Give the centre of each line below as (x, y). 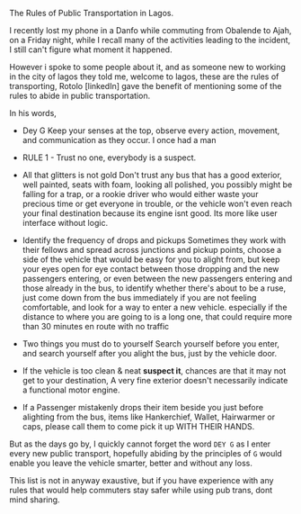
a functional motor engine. (71, 390)
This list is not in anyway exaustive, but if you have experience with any (142, 480)
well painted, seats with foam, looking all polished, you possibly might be (157, 185)
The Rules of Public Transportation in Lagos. (91, 13)
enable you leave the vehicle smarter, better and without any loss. (131, 463)
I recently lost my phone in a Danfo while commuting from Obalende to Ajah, (150, 30)
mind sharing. (35, 500)
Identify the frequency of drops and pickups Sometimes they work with (154, 240)
